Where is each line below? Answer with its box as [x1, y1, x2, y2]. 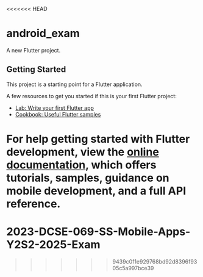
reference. [6, 196, 61, 210]
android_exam [6, 27, 80, 40]
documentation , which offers [6, 158, 157, 171]
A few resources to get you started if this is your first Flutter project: [6, 92, 177, 99]
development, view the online [6, 145, 160, 159]
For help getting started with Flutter [6, 132, 190, 146]
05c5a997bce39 [112, 264, 154, 272]
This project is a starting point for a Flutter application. [6, 81, 143, 88]
